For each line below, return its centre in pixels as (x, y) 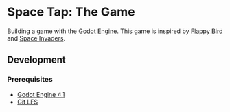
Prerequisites (30, 80)
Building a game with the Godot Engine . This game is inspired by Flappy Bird (115, 31)
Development (37, 60)
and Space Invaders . (36, 38)
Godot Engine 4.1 (41, 94)
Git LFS (27, 102)
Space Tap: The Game (71, 12)
